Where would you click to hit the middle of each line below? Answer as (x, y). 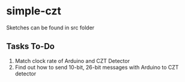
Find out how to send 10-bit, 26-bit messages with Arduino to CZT (97, 67)
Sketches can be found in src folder (50, 28)
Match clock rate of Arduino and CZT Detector (72, 60)
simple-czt (34, 11)
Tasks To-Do (31, 46)
